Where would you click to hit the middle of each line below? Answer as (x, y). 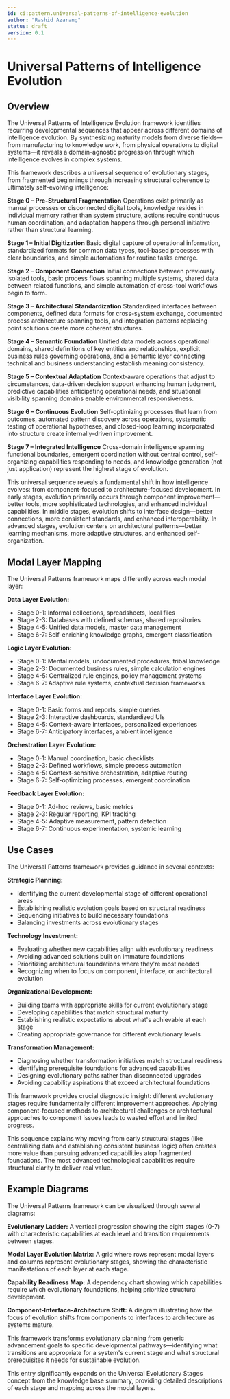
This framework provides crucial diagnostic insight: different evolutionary (110, 1095)
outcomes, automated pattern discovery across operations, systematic (107, 419)
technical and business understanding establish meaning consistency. (106, 363)
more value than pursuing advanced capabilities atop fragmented (99, 1153)
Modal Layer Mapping (54, 562)
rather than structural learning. (50, 230)
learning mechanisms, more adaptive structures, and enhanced (97, 534)
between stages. (31, 1241)
